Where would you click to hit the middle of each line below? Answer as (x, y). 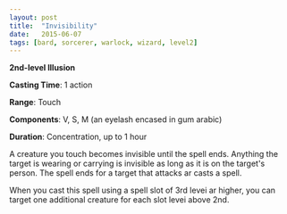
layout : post (34, 17)
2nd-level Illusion (42, 68)
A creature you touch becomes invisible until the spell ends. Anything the (144, 154)
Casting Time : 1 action (51, 85)
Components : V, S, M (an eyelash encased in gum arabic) (116, 119)
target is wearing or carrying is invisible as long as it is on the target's (137, 164)
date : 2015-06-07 (46, 34)
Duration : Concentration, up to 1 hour (78, 137)
